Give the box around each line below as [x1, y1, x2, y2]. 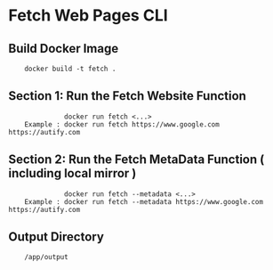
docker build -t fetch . [24, 64, 116, 73]
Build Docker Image [8, 41, 119, 56]
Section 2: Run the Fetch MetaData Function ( [8, 152, 265, 168]
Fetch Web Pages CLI [8, 5, 168, 26]
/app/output [24, 253, 68, 262]
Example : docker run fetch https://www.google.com [24, 119, 220, 129]
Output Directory [8, 229, 104, 245]
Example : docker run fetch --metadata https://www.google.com [24, 197, 264, 206]
